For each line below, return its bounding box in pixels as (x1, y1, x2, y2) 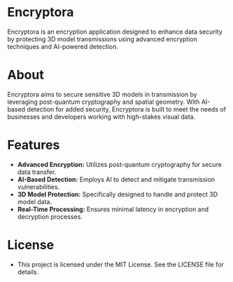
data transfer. (17, 168, 57, 176)
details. (17, 267, 39, 276)
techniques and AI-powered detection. (7, 42, 119, 51)
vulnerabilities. (17, 182, 60, 191)
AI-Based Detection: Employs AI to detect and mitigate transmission (17, 175, 216, 183)
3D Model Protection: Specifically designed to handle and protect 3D (17, 190, 218, 199)
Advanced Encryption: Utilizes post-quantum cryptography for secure (17, 160, 222, 168)
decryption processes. (17, 212, 83, 221)
